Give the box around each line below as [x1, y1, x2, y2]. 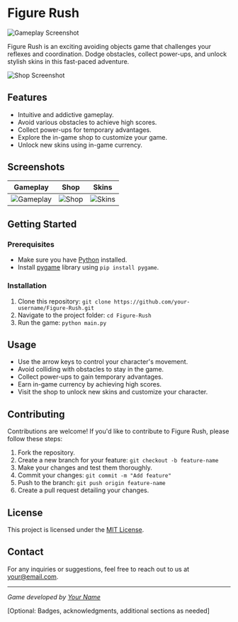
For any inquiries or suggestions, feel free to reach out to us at [7, 565, 190, 573]
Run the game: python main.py [17, 318, 107, 327]
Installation [7, 281, 47, 291]
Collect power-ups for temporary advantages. [17, 126, 152, 134]
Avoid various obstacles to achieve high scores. [17, 118, 157, 126]
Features [7, 91, 47, 104]
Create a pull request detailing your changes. [17, 486, 149, 494]
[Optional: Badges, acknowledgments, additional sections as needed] [7, 606, 210, 615]
